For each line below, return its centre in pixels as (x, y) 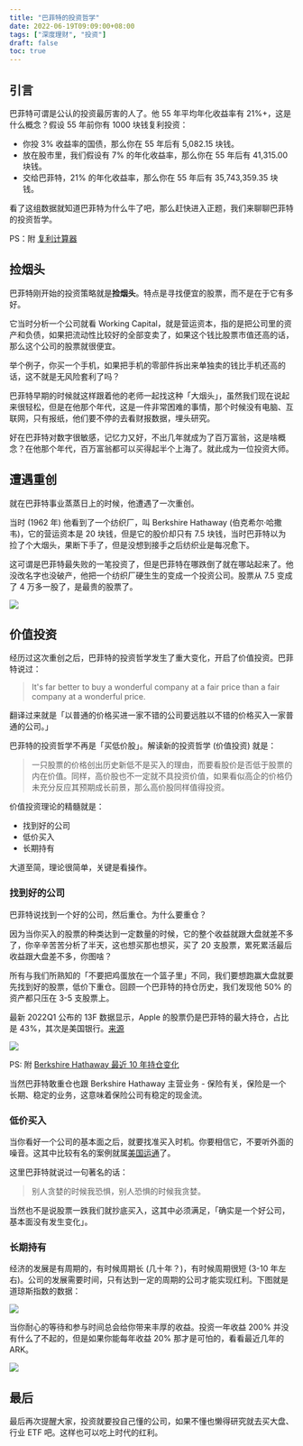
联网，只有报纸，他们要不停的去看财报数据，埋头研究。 (112, 418)
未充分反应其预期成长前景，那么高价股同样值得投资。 (130, 787)
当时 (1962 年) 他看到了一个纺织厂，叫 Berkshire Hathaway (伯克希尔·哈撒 (146, 522)
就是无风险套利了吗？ (80, 376)
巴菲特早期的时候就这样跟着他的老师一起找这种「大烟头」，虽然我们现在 (142, 395)
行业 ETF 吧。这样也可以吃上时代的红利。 (86, 1432)
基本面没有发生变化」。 (51, 1222)
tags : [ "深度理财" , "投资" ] (58, 34)
